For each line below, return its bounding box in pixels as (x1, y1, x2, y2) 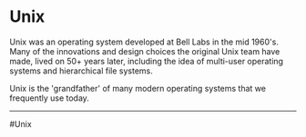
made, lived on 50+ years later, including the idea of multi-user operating (9, 55, 284, 66)
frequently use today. (9, 93, 89, 103)
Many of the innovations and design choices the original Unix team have (9, 45, 280, 56)
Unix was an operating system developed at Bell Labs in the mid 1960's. (9, 36, 280, 47)
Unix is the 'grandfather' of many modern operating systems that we (9, 83, 267, 93)
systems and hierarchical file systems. (9, 65, 153, 76)
